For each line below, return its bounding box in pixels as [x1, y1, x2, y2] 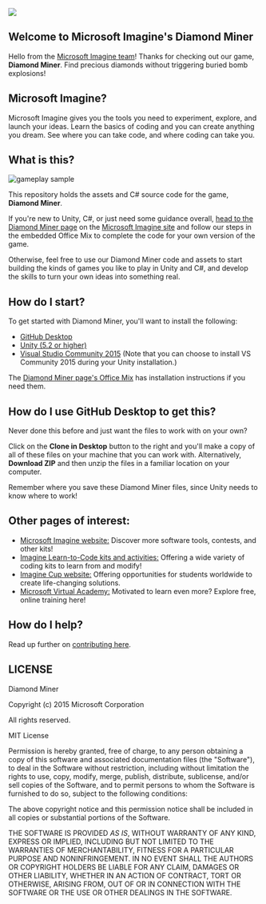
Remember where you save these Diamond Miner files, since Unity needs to [8, 483, 258, 492]
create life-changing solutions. [19, 577, 121, 588]
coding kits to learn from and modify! [19, 560, 142, 570]
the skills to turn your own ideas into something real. [8, 272, 181, 282]
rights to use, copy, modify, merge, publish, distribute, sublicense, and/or [8, 771, 249, 781]
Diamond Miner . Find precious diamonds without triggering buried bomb [8, 60, 248, 70]
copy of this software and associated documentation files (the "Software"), [8, 754, 256, 764]
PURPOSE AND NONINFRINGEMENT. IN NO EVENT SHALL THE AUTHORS [8, 854, 254, 863]
